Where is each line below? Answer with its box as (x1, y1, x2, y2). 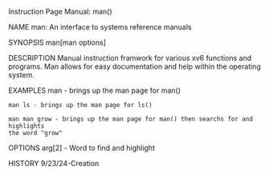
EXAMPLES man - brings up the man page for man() (8, 86, 181, 95)
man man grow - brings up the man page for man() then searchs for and (8, 115, 253, 123)
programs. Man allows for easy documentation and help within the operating (8, 62, 261, 71)
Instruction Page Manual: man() (8, 7, 112, 16)
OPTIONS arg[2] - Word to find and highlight (8, 143, 155, 153)
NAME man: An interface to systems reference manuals (8, 22, 192, 31)
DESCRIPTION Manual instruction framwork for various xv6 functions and (8, 54, 252, 62)
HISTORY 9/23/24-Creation (8, 159, 100, 168)
